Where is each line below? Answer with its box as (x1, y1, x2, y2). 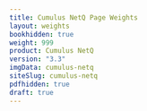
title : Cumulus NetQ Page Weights (9, 13, 139, 22)
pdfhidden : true (9, 80, 70, 89)
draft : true (9, 88, 54, 97)
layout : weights (9, 21, 70, 30)
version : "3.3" (9, 55, 66, 64)
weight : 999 (9, 38, 54, 47)
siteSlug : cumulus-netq (9, 72, 99, 81)
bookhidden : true (9, 30, 74, 38)
